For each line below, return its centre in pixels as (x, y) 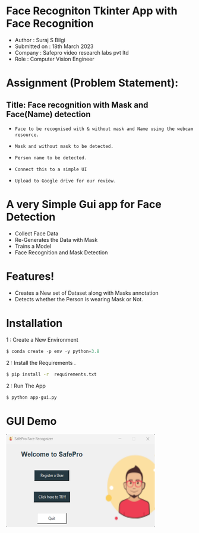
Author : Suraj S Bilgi (40, 40)
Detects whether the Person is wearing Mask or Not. (79, 299)
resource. (27, 135)
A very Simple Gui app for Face (84, 205)
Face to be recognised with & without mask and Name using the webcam (104, 129)
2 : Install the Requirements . (41, 362)
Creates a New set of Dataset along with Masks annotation (86, 293)
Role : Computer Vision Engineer (54, 59)
